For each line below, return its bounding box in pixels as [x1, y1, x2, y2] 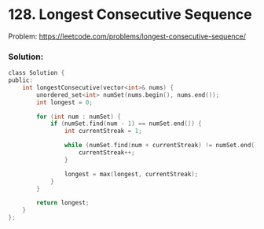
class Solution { [8, 69, 65, 77]
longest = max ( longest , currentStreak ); [64, 170, 199, 178]
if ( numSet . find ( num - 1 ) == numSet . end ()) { [49, 120, 202, 127]
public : [8, 76, 34, 84]
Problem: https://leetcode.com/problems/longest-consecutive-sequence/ [8, 31, 246, 41]
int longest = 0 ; [36, 98, 93, 106]
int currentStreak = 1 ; [64, 127, 143, 135]
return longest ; [36, 199, 90, 207]
